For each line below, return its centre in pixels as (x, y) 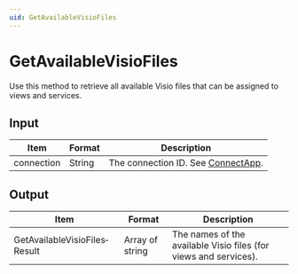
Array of (141, 240)
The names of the (208, 234)
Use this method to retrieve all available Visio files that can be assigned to (144, 86)
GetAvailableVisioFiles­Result (61, 246)
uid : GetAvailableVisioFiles (63, 17)
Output (29, 195)
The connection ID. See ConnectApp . (186, 163)
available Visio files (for (220, 246)
